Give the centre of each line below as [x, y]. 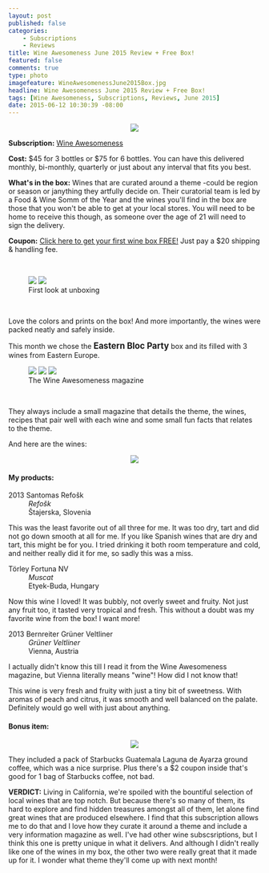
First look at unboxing [64, 290]
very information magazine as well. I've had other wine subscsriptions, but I [133, 834]
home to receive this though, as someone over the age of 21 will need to [127, 217]
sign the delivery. [37, 225]
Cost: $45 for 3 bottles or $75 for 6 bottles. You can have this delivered [126, 159]
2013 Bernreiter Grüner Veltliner [61, 634]
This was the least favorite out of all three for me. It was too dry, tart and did [134, 528]
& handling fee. [33, 250]
